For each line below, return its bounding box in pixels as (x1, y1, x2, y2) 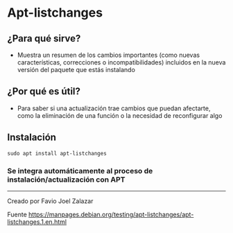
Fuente (7, 210, 28, 218)
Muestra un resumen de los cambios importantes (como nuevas (17, 51, 200, 59)
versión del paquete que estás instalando (17, 66, 135, 74)
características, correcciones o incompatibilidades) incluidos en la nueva (17, 58, 226, 67)
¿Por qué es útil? (7, 85, 81, 98)
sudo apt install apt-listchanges (7, 150, 107, 157)
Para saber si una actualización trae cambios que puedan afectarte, (17, 104, 211, 112)
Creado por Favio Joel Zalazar (7, 196, 94, 205)
